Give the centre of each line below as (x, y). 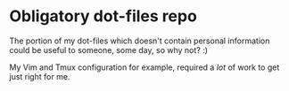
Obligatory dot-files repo (103, 16)
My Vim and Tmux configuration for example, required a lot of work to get (144, 67)
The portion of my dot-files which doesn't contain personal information (140, 41)
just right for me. (40, 76)
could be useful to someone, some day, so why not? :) (108, 49)
